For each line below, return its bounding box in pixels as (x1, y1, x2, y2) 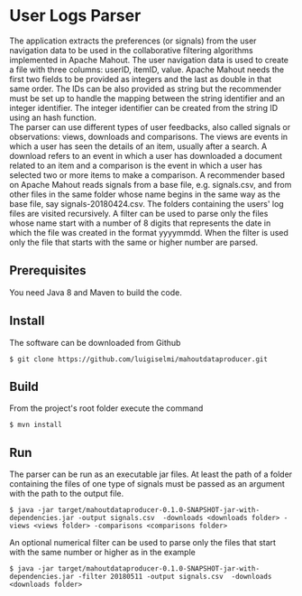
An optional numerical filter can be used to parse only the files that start (9, 537, 277, 548)
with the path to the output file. (9, 489, 124, 499)
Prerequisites (9, 263, 87, 278)
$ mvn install (9, 421, 63, 430)
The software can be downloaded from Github (9, 337, 181, 348)
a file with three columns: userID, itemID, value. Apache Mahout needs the (9, 64, 285, 75)
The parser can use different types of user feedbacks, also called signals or (9, 121, 291, 132)
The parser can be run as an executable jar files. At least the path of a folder (9, 469, 293, 480)
